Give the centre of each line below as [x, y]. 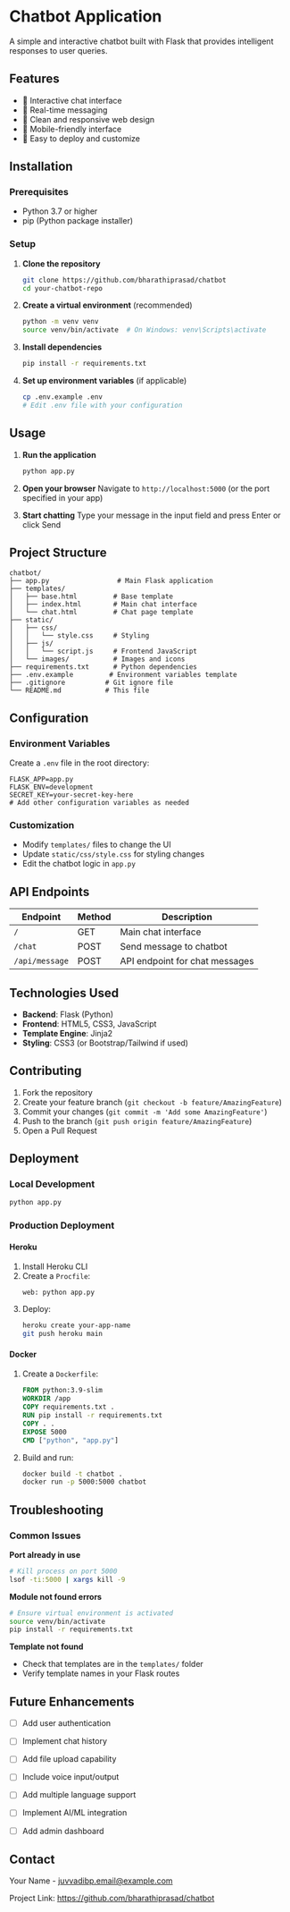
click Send [41, 524]
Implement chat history [65, 1741]
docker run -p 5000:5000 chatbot [84, 1482]
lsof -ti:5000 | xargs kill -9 [67, 1579]
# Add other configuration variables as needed [99, 803]
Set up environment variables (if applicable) [104, 381]
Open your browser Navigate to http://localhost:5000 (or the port [146, 488]
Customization [42, 825]
